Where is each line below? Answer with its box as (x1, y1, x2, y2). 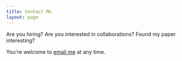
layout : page (6, 14, 39, 20)
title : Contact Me (6, 8, 52, 15)
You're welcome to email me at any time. (6, 48, 106, 55)
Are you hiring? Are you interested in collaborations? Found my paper (6, 30, 176, 37)
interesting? (6, 37, 35, 44)
